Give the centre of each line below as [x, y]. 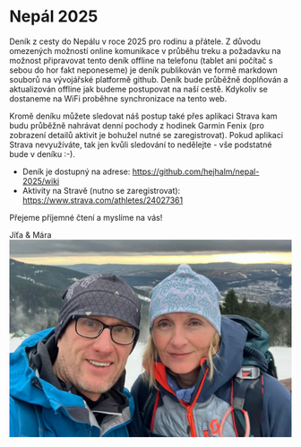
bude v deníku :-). [43, 153]
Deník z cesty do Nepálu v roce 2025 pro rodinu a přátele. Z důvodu [135, 41]
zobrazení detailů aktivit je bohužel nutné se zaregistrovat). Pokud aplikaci [146, 135]
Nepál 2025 [54, 17]
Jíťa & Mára [30, 234]
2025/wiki [41, 180]
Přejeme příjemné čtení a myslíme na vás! [86, 217]
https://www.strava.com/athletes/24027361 [103, 200]
